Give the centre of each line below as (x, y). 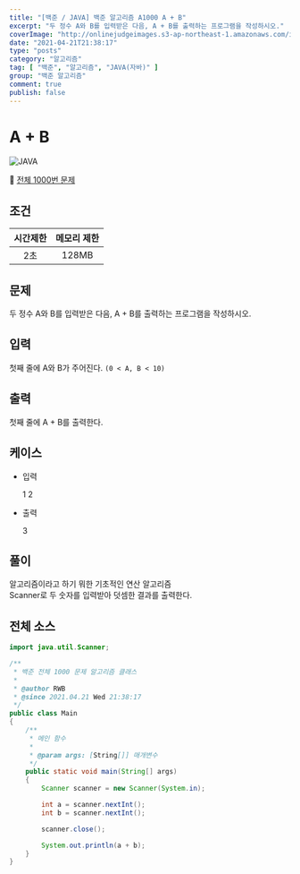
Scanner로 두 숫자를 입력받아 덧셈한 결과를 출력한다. (101, 596)
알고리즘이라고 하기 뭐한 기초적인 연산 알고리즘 (91, 584)
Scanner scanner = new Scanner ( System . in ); (123, 789)
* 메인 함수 (48, 738)
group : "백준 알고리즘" (48, 76)
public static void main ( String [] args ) (101, 772)
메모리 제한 (77, 238)
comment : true (36, 84)
